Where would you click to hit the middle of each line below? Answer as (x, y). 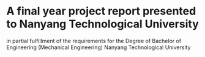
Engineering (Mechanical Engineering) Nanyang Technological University (99, 47)
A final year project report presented (101, 11)
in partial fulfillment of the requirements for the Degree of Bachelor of (94, 41)
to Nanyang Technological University (102, 24)
